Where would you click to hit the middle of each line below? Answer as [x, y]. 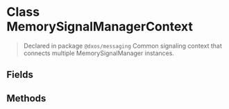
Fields [20, 75]
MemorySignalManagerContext [100, 27]
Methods [26, 98]
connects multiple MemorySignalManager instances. [99, 53]
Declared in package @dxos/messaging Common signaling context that [123, 46]
